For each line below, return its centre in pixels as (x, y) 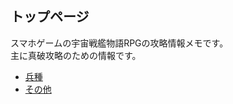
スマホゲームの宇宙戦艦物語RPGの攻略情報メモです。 (119, 43)
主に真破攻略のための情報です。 (76, 55)
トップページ (50, 17)
